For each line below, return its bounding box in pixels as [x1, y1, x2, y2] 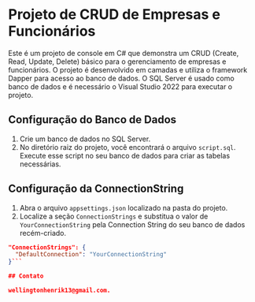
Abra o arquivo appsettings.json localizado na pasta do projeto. [19, 203, 228, 212]
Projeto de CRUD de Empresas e [8, 6, 220, 24]
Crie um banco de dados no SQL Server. [19, 134, 151, 144]
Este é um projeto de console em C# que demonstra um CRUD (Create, [8, 48, 239, 58]
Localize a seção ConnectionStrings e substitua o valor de [19, 211, 209, 221]
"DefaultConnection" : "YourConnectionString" [15, 251, 168, 259]
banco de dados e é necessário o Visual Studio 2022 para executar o [8, 81, 233, 91]
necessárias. [19, 159, 61, 169]
